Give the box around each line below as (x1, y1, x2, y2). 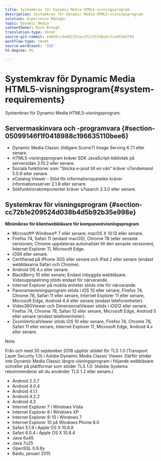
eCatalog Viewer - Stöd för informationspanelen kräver (12, 176, 123, 182)
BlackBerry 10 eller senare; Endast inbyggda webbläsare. (12, 272, 127, 278)
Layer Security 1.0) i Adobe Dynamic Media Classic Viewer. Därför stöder (5, 353, 152, 359)
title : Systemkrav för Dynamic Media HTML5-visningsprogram (5, 7, 130, 12)
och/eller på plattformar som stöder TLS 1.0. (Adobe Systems (5, 363, 128, 369)
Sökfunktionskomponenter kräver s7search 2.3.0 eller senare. (12, 186, 137, 192)
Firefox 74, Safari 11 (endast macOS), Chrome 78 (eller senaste (12, 236, 138, 241)
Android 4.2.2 (12, 394, 40, 400)
